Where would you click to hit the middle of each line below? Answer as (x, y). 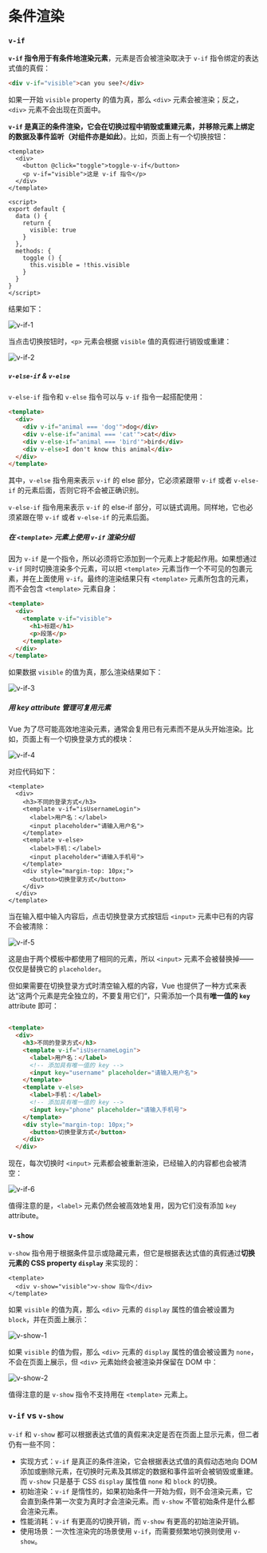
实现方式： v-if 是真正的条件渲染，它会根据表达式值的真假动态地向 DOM (138, 1461)
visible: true (53, 230)
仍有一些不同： (33, 1444)
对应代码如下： (33, 771)
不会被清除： (29, 926)
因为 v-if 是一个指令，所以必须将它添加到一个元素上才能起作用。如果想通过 (133, 559)
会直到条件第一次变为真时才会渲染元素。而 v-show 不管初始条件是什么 (134, 1501)
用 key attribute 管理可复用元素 (60, 707)
